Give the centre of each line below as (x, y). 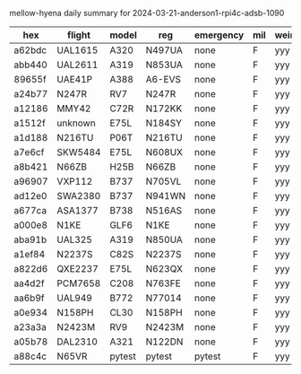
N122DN (164, 342)
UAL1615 (77, 50)
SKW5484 (79, 152)
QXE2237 (77, 269)
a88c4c (30, 356)
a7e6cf (29, 152)
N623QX (164, 269)
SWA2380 (79, 196)
